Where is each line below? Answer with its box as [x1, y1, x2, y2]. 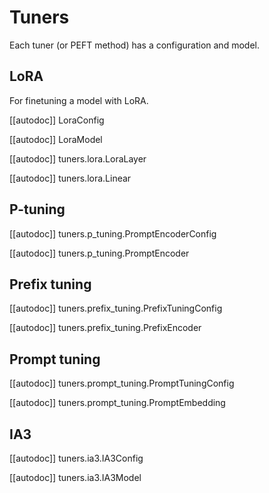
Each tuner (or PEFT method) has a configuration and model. [9, 39, 260, 51]
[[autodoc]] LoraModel [9, 133, 103, 145]
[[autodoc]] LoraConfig [9, 114, 105, 126]
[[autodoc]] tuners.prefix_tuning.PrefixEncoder [9, 322, 202, 334]
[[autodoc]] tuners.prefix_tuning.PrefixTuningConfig [9, 302, 223, 315]
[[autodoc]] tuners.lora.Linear [9, 172, 132, 184]
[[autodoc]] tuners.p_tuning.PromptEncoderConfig [9, 227, 217, 240]
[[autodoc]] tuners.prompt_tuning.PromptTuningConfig [9, 377, 235, 390]
